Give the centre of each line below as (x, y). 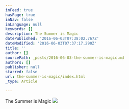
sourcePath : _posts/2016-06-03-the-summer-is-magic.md (65, 58)
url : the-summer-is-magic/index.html (45, 77)
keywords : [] (19, 29)
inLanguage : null (24, 24)
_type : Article (21, 81)
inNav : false (19, 19)
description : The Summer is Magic (42, 34)
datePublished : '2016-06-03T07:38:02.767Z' (52, 39)
